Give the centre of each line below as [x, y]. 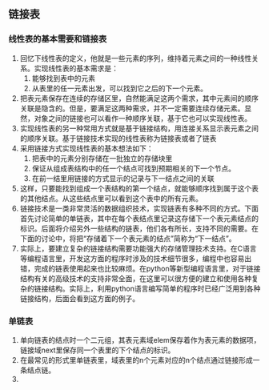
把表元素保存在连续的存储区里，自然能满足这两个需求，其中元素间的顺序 [139, 98]
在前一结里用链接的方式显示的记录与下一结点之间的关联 [123, 178]
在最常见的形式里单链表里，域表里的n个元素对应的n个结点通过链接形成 [137, 360]
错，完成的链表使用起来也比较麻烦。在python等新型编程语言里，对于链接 [140, 268]
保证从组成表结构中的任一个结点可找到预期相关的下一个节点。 [134, 168]
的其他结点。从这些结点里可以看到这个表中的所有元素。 [111, 198]
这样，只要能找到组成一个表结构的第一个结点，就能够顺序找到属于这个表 [139, 188]
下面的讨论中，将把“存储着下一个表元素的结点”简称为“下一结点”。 [128, 238]
